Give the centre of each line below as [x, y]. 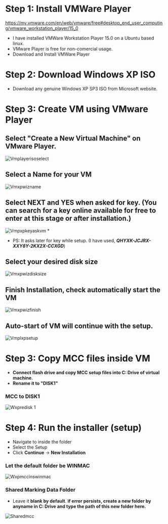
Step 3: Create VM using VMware [77, 109]
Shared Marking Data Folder [40, 490]
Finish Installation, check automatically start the [83, 290]
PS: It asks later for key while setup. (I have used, [64, 240]
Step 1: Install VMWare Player [68, 9]
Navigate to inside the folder [42, 442]
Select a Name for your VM [49, 174]
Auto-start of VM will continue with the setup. [79, 326]
